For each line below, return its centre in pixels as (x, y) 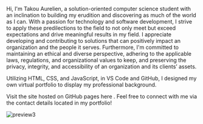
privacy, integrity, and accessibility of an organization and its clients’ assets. (101, 67)
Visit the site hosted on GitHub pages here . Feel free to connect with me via (102, 96)
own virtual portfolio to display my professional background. (81, 85)
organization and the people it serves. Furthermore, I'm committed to (93, 47)
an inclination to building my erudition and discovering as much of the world (101, 15)
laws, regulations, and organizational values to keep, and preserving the (96, 60)
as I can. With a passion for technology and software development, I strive (99, 21)
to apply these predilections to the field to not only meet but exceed (91, 28)
